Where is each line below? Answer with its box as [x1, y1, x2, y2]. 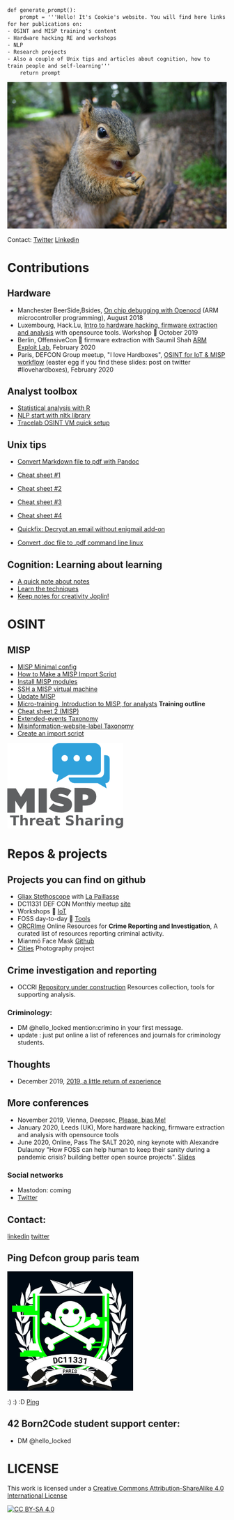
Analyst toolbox [7, 386, 78, 397]
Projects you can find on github [7, 874, 146, 886]
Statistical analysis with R [17, 404, 91, 412]
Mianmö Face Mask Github [17, 937, 95, 945]
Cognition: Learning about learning [7, 558, 162, 570]
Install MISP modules [17, 678, 78, 686]
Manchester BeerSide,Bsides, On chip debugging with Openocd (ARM [17, 306, 219, 314]
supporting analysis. [17, 990, 76, 998]
